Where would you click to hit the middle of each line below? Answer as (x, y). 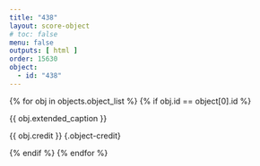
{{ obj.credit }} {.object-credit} (65, 136)
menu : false (31, 42)
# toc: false (34, 34)
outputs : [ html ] (43, 51)
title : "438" (34, 17)
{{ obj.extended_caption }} (58, 118)
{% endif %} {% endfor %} (59, 153)
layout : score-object (50, 26)
